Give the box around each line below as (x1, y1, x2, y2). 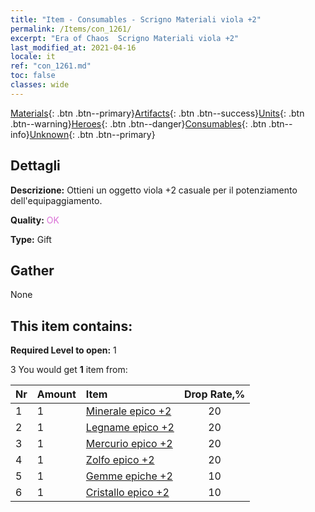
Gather (10, 262, 55, 279)
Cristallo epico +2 (85, 486, 170, 500)
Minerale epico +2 (85, 404, 172, 418)
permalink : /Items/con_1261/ (10, 24, 132, 34)
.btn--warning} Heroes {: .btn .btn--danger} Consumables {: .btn (10, 117, 267, 130)
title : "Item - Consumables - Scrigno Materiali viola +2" (10, 14, 262, 25)
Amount (36, 387, 77, 401)
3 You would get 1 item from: (10, 364, 128, 376)
